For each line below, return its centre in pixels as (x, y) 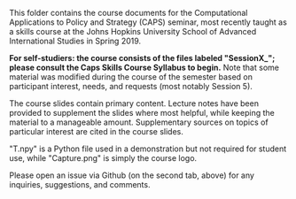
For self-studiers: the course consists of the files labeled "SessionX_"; (142, 58)
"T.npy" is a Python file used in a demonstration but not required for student (148, 149)
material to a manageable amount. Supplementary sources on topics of (139, 122)
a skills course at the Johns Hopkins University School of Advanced (133, 31)
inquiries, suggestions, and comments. (80, 184)
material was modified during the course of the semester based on (131, 77)
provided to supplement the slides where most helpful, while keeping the (142, 113)
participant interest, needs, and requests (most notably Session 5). (131, 86)
